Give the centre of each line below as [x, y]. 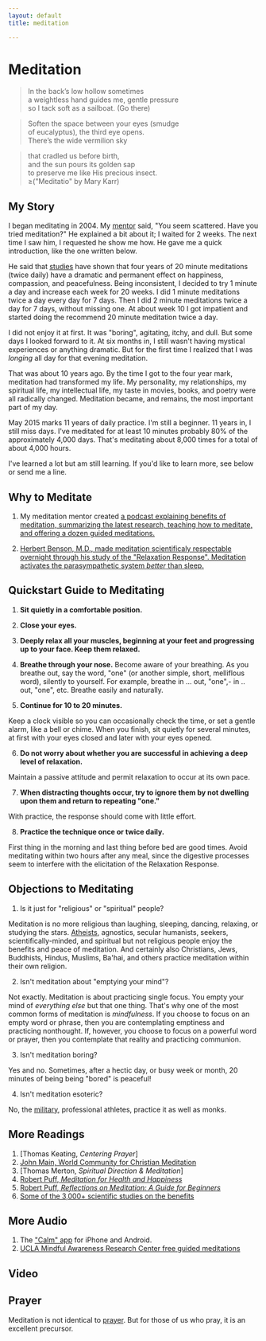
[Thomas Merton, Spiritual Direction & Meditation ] [102, 1171]
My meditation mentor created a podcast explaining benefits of [123, 516]
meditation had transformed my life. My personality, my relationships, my [127, 382]
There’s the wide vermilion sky [77, 141]
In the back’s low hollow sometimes [86, 92]
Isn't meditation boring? [58, 1054]
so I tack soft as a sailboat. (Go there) [89, 108]
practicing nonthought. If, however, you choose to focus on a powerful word [132, 1030]
